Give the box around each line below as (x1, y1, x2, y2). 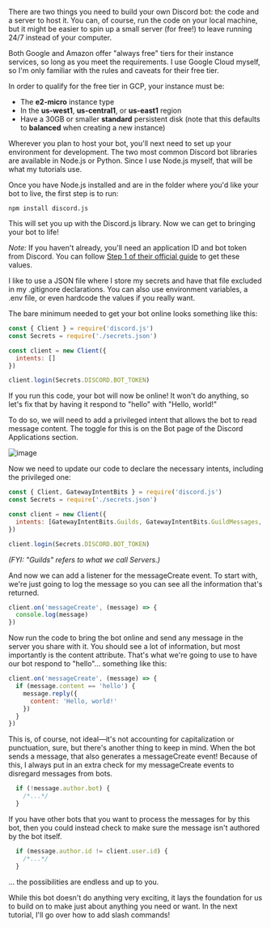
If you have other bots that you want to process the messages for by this (8, 814, 251, 823)
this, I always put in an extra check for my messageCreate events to (8, 760, 235, 770)
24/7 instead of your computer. (8, 32, 112, 42)
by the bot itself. (8, 831, 62, 841)
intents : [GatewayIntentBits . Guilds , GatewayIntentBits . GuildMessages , (15, 518, 263, 526)
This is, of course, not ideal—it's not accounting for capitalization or (8, 734, 235, 744)
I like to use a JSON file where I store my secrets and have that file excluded (8, 276, 262, 285)
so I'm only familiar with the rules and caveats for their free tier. (8, 66, 220, 75)
